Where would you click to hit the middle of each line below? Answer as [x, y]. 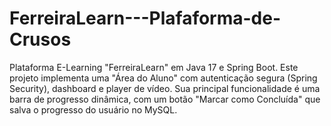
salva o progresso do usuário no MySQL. [93, 109]
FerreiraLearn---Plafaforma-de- [145, 18]
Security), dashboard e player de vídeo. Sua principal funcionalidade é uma [165, 88]
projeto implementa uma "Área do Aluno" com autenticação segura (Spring [163, 78]
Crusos [40, 39]
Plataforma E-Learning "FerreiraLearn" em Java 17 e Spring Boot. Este [154, 67]
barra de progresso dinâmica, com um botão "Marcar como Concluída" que [165, 99]
